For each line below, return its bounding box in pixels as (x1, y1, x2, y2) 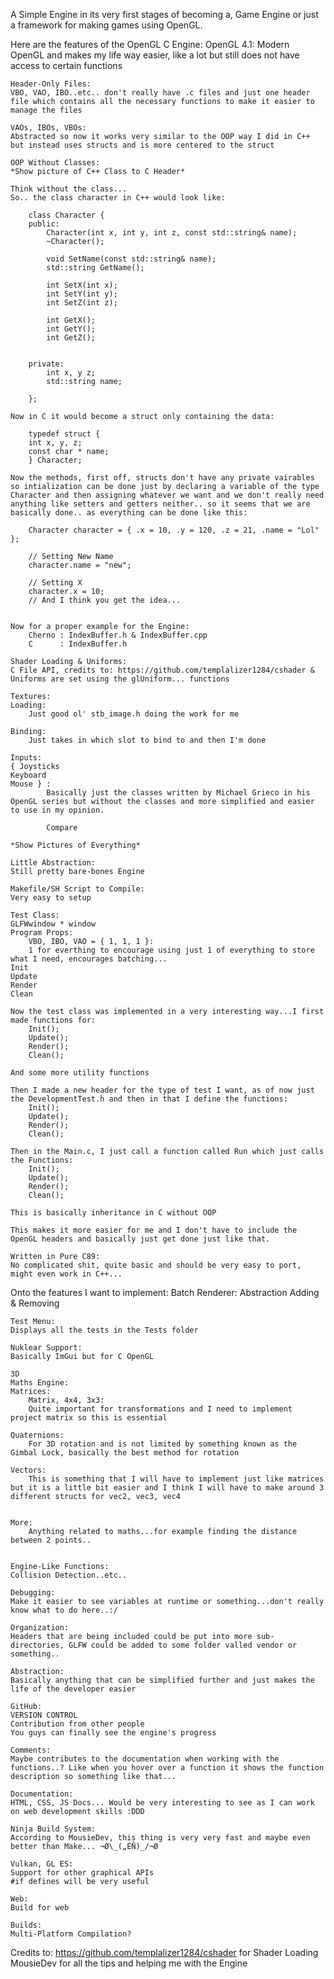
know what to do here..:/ (10, 1605, 118, 1615)
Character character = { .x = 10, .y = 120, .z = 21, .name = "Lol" (28, 525, 320, 535)
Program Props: (10, 928, 74, 938)
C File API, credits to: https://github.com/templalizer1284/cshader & (10, 665, 315, 675)
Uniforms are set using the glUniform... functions (10, 674, 230, 684)
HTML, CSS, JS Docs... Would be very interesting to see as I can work (10, 1798, 315, 1808)
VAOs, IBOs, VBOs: (10, 123, 87, 133)
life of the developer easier (10, 1684, 137, 1694)
